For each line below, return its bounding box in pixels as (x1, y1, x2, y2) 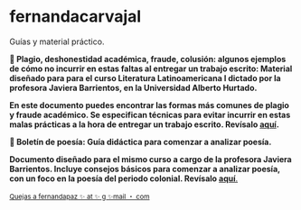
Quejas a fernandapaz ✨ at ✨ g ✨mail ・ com (9, 192, 150, 201)
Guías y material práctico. (9, 36, 105, 47)
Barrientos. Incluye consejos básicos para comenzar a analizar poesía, (9, 163, 280, 174)
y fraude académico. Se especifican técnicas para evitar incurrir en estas (9, 109, 291, 120)
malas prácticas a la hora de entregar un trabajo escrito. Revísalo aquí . (9, 119, 280, 130)
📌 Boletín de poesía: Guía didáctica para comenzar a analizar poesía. (9, 136, 272, 147)
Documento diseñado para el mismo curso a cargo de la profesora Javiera (9, 153, 292, 164)
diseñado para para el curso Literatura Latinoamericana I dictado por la (9, 72, 282, 83)
